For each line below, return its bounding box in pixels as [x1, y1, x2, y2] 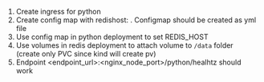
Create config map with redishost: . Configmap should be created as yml [15, 15, 257, 25]
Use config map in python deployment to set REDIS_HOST [15, 32, 209, 41]
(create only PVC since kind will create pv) [15, 49, 156, 58]
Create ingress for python [15, 7, 102, 16]
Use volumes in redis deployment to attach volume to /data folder [15, 41, 234, 50]
